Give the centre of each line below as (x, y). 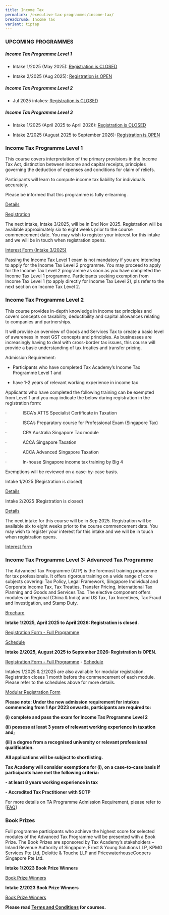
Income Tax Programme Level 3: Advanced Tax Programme (79, 560)
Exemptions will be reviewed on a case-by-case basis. (62, 472)
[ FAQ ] (11, 807)
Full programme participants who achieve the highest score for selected (80, 831)
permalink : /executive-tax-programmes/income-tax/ (60, 15)
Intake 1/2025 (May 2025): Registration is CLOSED (65, 67)
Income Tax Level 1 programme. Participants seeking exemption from (77, 276)
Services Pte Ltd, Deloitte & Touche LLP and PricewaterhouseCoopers (78, 853)
